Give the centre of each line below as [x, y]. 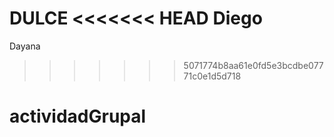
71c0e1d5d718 [212, 76]
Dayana [25, 46]
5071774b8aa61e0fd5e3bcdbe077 [253, 65]
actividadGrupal [78, 116]
